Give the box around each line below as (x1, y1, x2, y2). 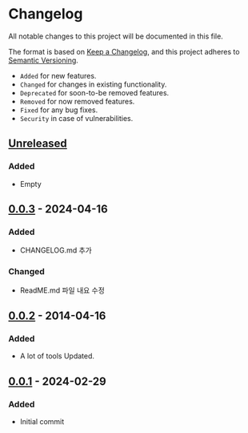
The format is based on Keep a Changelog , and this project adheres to (8, 47, 240, 56)
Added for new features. (19, 71, 97, 80)
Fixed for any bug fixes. (19, 105, 98, 115)
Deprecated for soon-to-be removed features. (19, 87, 170, 97)
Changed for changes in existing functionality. (19, 79, 167, 89)
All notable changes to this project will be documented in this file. (8, 31, 224, 41)
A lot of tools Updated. (19, 351, 94, 361)
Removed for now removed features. (19, 96, 135, 106)
